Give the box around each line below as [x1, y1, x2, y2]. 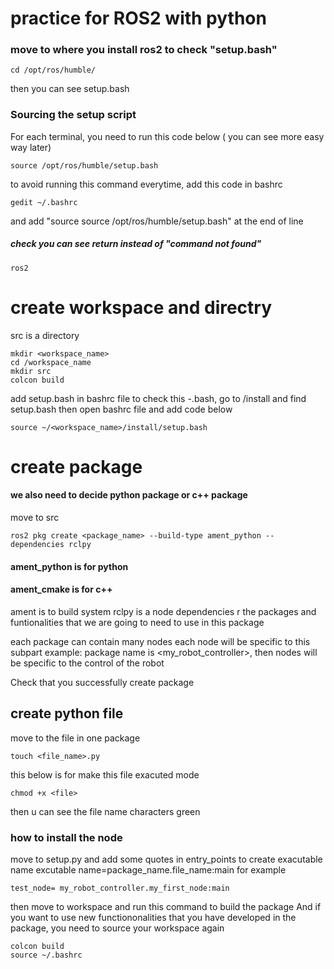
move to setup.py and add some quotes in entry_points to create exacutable [10, 853, 323, 865]
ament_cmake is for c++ [10, 583, 113, 596]
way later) [10, 141, 52, 153]
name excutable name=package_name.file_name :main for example [10, 863, 287, 876]
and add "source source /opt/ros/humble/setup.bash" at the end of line [10, 215, 304, 227]
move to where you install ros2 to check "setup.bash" [10, 43, 278, 57]
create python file [10, 705, 124, 722]
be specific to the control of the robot [10, 657, 165, 669]
